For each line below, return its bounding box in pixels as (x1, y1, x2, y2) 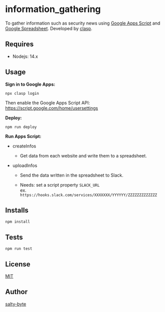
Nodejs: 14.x (12, 53, 39, 59)
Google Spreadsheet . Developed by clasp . (5, 25, 93, 31)
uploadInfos (12, 162, 38, 169)
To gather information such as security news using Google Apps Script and (5, 20, 160, 26)
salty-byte (5, 301, 27, 307)
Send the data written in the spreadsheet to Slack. (20, 172, 124, 178)
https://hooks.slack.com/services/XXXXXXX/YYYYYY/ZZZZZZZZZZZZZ (20, 192, 157, 198)
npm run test (5, 246, 33, 251)
